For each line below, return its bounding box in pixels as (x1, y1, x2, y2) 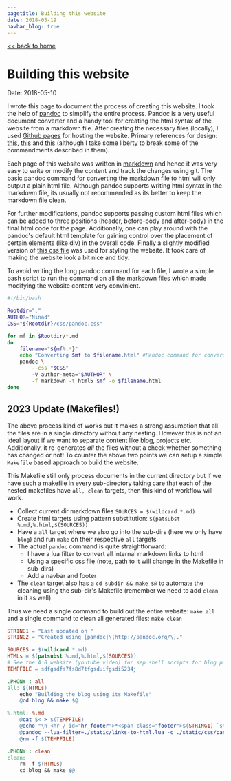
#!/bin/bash (7, 295, 41, 302)
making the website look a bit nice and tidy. (7, 253, 130, 262)
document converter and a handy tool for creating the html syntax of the (7, 117, 212, 125)
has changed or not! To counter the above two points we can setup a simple (7, 451, 223, 459)
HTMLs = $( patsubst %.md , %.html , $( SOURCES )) (7, 653, 137, 660)
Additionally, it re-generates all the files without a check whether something (7, 443, 222, 452)
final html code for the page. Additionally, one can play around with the (7, 224, 208, 233)
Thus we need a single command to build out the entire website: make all (7, 606, 215, 615)
